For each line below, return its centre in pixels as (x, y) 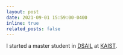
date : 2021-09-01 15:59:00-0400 (47, 18)
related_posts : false (33, 29)
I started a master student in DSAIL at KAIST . (62, 46)
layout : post (23, 12)
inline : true (23, 23)
